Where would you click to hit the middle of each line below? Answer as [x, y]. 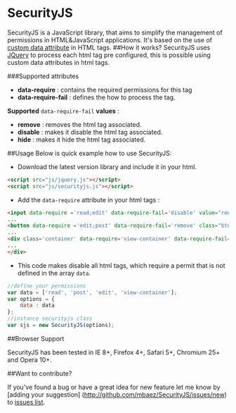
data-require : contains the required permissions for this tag [105, 90]
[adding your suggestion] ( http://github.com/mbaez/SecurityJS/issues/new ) [117, 394]
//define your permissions [47, 286]
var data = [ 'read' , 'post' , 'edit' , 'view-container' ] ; [92, 292]
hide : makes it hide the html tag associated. [81, 140]
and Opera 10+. [29, 359]
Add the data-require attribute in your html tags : [88, 199]
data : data [37, 306]
